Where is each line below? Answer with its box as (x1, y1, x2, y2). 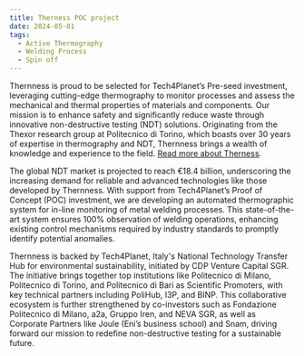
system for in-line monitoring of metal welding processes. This (9, 204, 243, 214)
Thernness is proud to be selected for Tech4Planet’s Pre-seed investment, (9, 81, 288, 91)
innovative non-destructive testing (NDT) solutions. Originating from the (9, 119, 279, 130)
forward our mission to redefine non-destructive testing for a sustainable (9, 328, 281, 339)
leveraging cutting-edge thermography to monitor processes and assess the (9, 90, 295, 101)
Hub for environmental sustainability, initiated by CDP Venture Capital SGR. (9, 261, 289, 271)
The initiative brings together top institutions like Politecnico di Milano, (9, 270, 272, 281)
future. (9, 338, 34, 348)
